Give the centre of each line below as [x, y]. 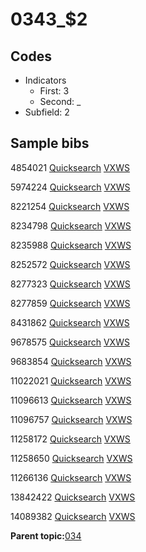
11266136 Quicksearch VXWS [71, 477]
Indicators [45, 80]
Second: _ [60, 101]
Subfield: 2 [47, 112]
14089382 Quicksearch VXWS [73, 516]
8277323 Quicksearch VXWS [70, 284]
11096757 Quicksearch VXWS [71, 419]
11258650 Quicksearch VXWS [71, 458]
